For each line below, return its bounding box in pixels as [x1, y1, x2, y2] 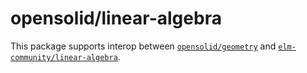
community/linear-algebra [10, 52, 118, 62]
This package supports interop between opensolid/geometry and [10, 40, 277, 52]
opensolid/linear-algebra [10, 7, 222, 30]
